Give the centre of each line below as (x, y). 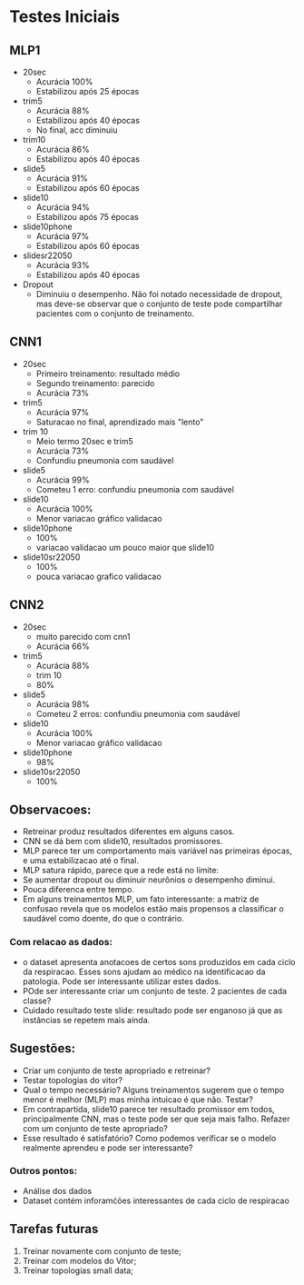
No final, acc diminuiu (77, 130)
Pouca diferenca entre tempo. (78, 890)
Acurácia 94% (63, 207)
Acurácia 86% (63, 149)
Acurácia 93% (63, 265)
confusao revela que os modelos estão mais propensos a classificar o (153, 909)
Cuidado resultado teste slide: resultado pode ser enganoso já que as (152, 1010)
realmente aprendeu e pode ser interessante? (108, 1148)
